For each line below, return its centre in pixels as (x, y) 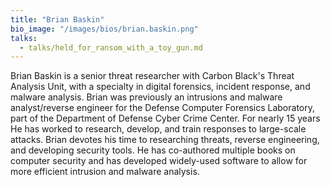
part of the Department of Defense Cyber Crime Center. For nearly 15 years (165, 118)
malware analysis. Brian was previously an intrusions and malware (146, 97)
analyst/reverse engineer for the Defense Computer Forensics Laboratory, (163, 108)
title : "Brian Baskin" (57, 19)
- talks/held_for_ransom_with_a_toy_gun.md (111, 47)
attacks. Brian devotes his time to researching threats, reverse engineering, (165, 140)
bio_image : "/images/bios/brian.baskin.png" (104, 29)
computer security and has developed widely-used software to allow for (159, 161)
